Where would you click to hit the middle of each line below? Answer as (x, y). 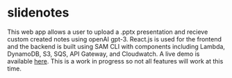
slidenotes (38, 13)
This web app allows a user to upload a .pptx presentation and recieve (108, 32)
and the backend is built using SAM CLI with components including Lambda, (116, 46)
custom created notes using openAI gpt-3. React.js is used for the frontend (115, 39)
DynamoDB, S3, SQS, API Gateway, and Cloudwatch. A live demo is (103, 54)
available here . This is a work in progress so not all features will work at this (115, 61)
